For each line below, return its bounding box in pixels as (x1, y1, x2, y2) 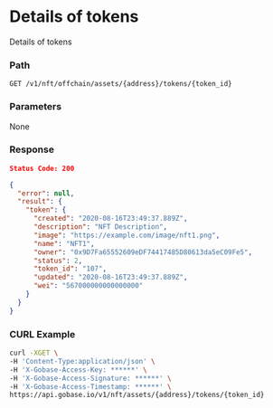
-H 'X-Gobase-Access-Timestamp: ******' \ (9, 382, 172, 391)
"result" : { (17, 197, 63, 206)
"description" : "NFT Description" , (33, 223, 168, 232)
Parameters (9, 100, 61, 113)
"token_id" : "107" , (33, 264, 107, 273)
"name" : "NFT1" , (33, 239, 95, 248)
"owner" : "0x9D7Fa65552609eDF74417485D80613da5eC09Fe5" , (33, 247, 253, 257)
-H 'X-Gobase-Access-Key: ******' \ (9, 365, 147, 375)
